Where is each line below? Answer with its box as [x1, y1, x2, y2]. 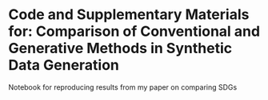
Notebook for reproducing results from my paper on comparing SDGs [8, 82, 238, 92]
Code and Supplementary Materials [8, 6, 250, 24]
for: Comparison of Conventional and [8, 22, 261, 40]
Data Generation [8, 56, 120, 75]
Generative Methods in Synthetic [8, 40, 233, 57]
